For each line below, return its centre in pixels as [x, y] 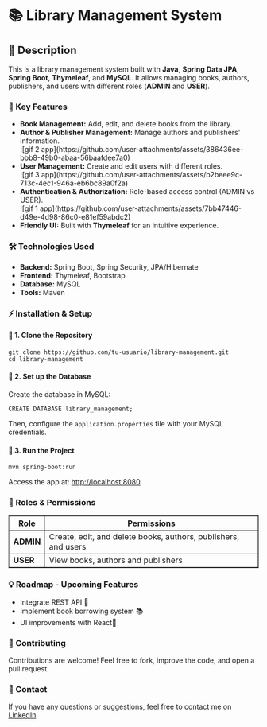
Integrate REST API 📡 [54, 602]
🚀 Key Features [38, 107]
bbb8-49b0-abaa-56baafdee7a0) [75, 158]
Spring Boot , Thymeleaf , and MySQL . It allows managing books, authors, [129, 78]
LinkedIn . [23, 715]
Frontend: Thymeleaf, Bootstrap [72, 275]
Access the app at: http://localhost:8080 [74, 482]
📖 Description [43, 50]
